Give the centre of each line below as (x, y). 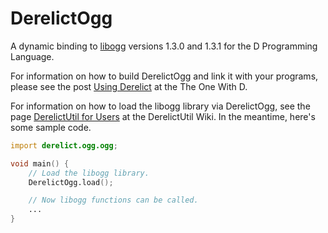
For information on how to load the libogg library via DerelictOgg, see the (160, 106)
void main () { (40, 163)
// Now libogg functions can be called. (113, 200)
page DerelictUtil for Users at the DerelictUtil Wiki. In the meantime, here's (163, 116)
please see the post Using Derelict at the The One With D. (129, 86)
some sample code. (51, 127)
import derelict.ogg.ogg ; (64, 145)
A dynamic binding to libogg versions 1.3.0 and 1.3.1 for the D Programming (164, 46)
